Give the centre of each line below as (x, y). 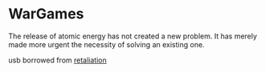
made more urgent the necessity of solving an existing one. (106, 44)
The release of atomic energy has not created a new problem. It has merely (133, 36)
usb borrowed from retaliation (57, 60)
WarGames (46, 14)
